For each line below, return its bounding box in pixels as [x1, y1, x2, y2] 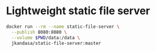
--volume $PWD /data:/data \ [11, 34, 81, 41]
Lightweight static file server [6, 4, 150, 18]
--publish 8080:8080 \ [11, 29, 67, 35]
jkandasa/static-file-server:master [11, 40, 101, 46]
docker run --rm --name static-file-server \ [6, 24, 120, 30]
